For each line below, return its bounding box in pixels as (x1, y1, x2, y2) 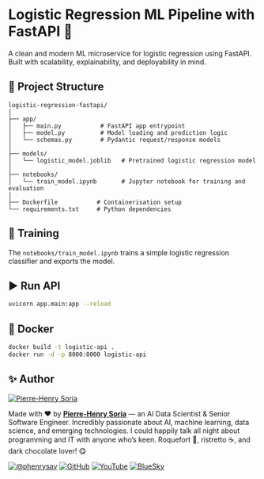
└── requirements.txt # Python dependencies (8, 205, 172, 213)
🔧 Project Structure (8, 80, 104, 94)
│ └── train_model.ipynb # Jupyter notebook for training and (8, 177, 246, 186)
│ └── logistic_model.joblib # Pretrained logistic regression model (8, 156, 257, 164)
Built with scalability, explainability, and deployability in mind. (8, 57, 207, 67)
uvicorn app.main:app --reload (8, 300, 111, 308)
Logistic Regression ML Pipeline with (8, 6, 255, 24)
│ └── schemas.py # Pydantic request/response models (8, 136, 221, 144)
